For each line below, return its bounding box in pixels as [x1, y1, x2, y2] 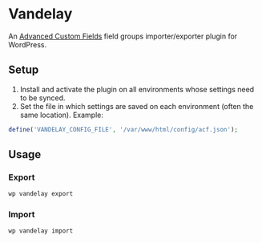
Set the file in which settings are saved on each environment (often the [19, 101, 254, 111]
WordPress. [8, 39, 47, 49]
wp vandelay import [8, 227, 74, 235]
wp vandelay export [8, 190, 74, 198]
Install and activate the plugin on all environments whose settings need [19, 84, 255, 94]
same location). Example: [19, 110, 104, 119]
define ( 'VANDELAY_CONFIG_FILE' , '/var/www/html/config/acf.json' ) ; [8, 125, 239, 133]
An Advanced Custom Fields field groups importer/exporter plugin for [8, 31, 238, 41]
